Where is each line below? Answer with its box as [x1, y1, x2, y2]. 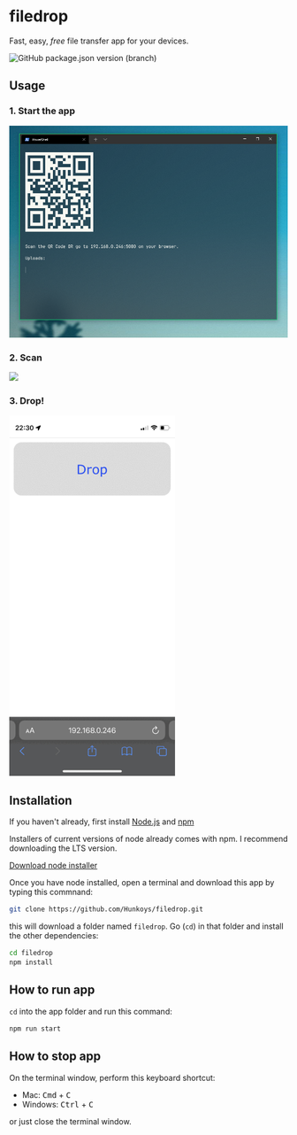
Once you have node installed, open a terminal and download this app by [9, 877, 275, 888]
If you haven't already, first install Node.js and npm [9, 816, 194, 827]
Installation [9, 793, 72, 808]
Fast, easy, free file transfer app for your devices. [9, 35, 189, 46]
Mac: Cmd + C [21, 1089, 72, 1100]
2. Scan [9, 351, 42, 364]
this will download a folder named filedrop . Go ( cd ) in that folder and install [9, 921, 285, 931]
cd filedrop [9, 949, 53, 958]
